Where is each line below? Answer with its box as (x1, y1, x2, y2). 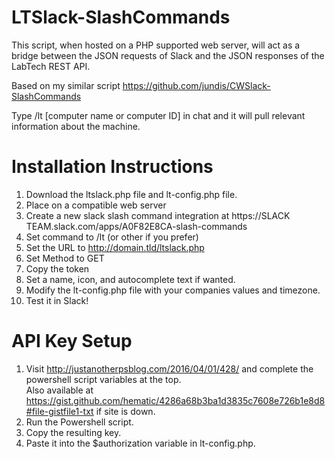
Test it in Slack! (25, 294, 89, 306)
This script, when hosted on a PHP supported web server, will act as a (11, 39, 301, 51)
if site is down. (95, 405, 156, 417)
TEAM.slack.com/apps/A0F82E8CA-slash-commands (25, 220, 248, 232)
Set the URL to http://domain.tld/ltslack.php (25, 241, 205, 253)
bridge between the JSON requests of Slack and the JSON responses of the (11, 49, 325, 61)
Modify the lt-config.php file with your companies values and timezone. (25, 284, 321, 296)
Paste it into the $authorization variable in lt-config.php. (25, 437, 256, 449)
